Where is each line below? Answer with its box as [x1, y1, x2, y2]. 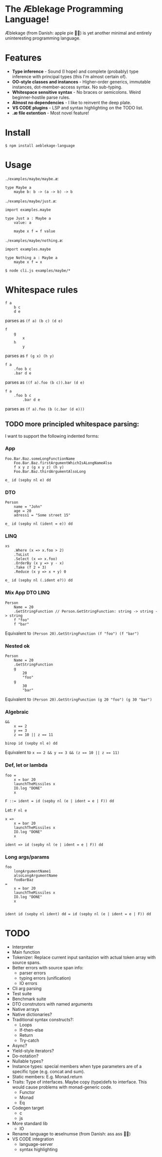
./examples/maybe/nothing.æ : [5, 237, 63, 243]
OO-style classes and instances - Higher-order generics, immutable [12, 79, 151, 85]
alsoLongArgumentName [14, 873, 57, 878]
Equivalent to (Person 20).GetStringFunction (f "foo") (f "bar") [5, 630, 140, 636]
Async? [12, 1042, 28, 1049]
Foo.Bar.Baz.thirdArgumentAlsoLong [14, 469, 86, 474]
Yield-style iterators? [12, 1048, 54, 1053]
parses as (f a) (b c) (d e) [5, 318, 63, 323]
